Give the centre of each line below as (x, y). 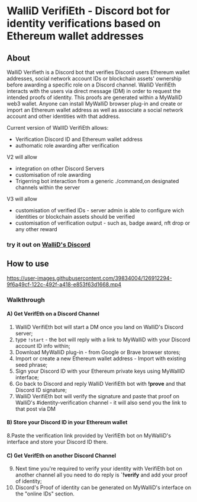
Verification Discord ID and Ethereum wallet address (79, 139)
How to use (28, 264)
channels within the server (48, 187)
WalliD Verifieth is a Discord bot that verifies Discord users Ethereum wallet (98, 72)
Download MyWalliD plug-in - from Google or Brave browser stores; (98, 352)
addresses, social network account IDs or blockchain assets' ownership (94, 79)
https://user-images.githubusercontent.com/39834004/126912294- (89, 278)
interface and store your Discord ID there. (57, 442)
